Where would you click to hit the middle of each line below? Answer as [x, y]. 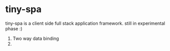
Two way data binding [36, 38]
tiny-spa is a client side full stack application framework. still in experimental [85, 23]
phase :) [14, 28]
